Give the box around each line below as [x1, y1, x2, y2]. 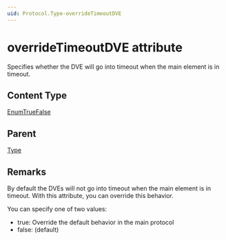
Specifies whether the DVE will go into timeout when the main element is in [7, 63, 220, 71]
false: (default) [17, 226, 59, 234]
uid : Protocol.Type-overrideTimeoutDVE [7, 10, 122, 17]
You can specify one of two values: [7, 205, 107, 213]
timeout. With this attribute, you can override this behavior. [7, 192, 174, 199]
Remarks [7, 166, 47, 177]
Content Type [7, 89, 68, 101]
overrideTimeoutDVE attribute [7, 39, 183, 55]
